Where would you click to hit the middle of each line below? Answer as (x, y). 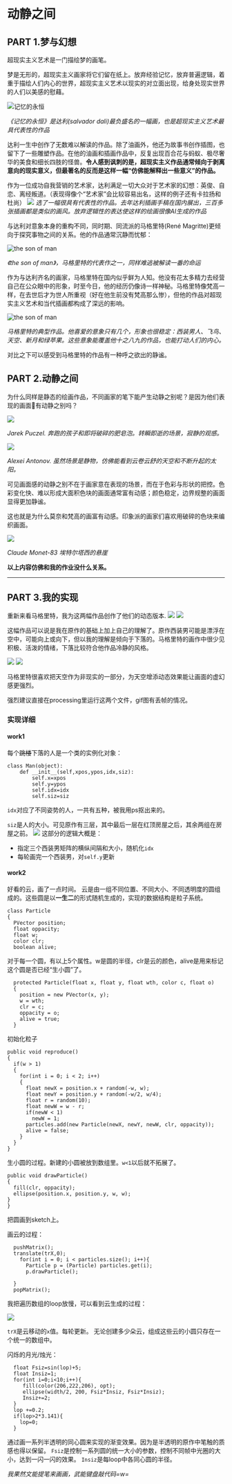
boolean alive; (35, 947)
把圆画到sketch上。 (35, 1220)
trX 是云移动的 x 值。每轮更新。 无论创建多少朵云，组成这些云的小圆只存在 (111, 1331)
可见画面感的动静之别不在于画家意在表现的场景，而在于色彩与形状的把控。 (113, 484)
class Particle (29, 911)
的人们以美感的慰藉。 (37, 92)
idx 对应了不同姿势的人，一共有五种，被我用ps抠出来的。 (88, 810)
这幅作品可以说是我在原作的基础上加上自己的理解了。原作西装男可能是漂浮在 (116, 630)
